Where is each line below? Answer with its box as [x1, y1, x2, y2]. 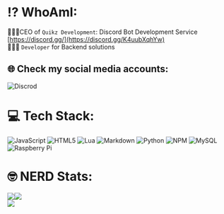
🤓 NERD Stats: [7, 168, 93, 184]
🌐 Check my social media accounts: [7, 63, 169, 75]
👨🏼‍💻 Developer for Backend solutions [7, 42, 115, 51]
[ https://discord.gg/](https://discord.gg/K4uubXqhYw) [7, 35, 165, 43]
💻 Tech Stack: [7, 107, 95, 124]
